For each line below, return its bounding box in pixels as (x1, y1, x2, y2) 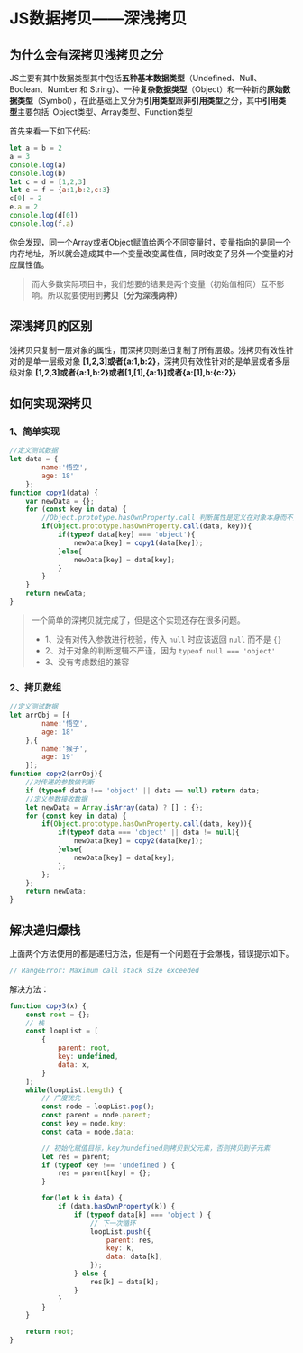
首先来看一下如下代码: (9, 125, 92, 136)
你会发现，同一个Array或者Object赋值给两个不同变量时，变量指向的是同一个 (9, 236, 291, 247)
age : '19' (41, 753, 75, 762)
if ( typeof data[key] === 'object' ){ (57, 530, 196, 539)
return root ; (25, 1328, 75, 1337)
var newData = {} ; (25, 496, 95, 505)
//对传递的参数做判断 (25, 778, 95, 787)
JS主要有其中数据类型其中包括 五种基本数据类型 (9, 73, 185, 83)
